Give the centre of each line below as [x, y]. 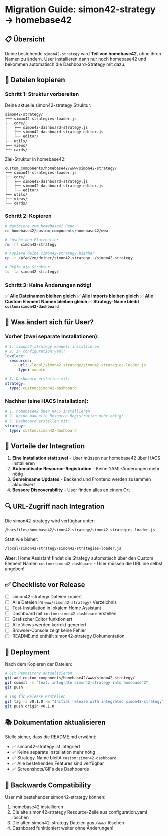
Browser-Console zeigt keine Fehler [49, 630]
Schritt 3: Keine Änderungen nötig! [48, 285]
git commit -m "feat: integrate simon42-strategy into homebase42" [77, 683]
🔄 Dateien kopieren [35, 80]
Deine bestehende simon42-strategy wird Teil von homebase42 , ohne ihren [83, 53]
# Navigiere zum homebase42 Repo [40, 226]
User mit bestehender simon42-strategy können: [55, 797]
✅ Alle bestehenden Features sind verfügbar [58, 763]
